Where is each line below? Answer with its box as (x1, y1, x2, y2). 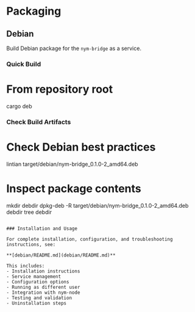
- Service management (6, 273, 62, 280)
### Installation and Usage (6, 225, 78, 232)
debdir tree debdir (6, 208, 52, 216)
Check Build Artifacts (6, 118, 71, 126)
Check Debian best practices (6, 140, 156, 154)
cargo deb (6, 102, 32, 110)
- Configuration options (6, 278, 69, 285)
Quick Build (6, 60, 41, 68)
